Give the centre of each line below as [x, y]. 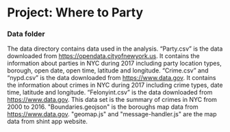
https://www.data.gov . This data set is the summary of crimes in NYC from [112, 100]
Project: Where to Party [75, 13]
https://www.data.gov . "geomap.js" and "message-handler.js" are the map [112, 114]
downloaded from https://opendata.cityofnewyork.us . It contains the [103, 56]
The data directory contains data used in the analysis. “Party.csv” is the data [115, 49]
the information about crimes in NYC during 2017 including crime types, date [115, 85]
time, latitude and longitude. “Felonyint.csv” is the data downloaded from [110, 92]
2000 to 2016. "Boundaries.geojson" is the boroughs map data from [103, 107]
